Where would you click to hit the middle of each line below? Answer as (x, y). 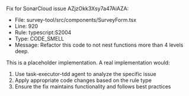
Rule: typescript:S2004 (43, 32)
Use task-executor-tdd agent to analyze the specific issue (85, 74)
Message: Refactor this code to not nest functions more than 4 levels (99, 45)
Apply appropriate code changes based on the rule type (83, 80)
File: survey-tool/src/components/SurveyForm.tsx (76, 20)
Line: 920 (26, 26)
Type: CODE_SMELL (39, 39)
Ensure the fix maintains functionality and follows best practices (93, 87)
